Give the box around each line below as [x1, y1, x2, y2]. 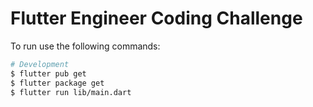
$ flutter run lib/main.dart [10, 87, 132, 97]
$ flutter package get [10, 78, 105, 88]
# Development [10, 59, 70, 69]
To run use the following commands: [10, 40, 161, 52]
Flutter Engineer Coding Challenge [10, 7, 303, 30]
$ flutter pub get [10, 68, 87, 79]
